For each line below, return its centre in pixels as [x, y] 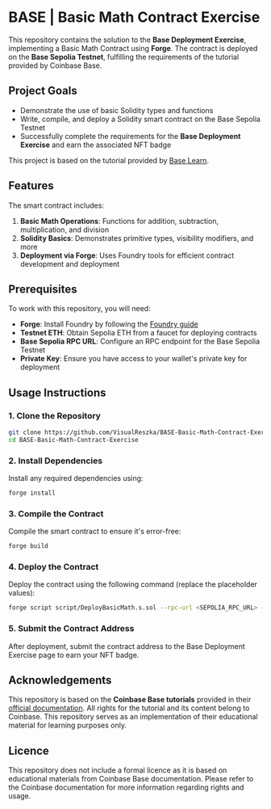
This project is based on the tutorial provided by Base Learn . [109, 160]
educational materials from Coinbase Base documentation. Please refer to [131, 779]
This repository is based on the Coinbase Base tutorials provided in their [130, 700]
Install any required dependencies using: [76, 478]
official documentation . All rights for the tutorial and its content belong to [129, 708]
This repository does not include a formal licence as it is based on [118, 770]
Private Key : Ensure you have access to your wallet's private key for [133, 359]
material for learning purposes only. [68, 725]
